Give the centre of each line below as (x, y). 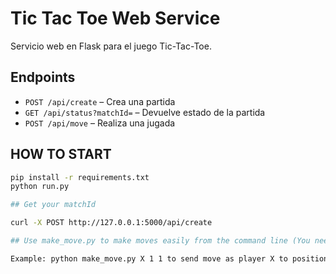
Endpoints (43, 77)
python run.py (40, 187)
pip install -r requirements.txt (80, 177)
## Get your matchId (53, 205)
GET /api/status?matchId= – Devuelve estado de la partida (145, 112)
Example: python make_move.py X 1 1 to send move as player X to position (169, 258)
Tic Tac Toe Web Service (115, 18)
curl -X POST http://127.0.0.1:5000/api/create (111, 223)
